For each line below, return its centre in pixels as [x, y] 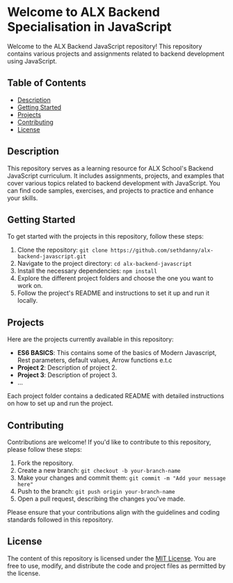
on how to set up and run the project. [60, 403]
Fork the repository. [46, 463]
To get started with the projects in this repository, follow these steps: [105, 236]
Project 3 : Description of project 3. [67, 375]
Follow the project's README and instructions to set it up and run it [113, 293]
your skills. [23, 198]
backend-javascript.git [52, 257]
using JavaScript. [32, 61]
